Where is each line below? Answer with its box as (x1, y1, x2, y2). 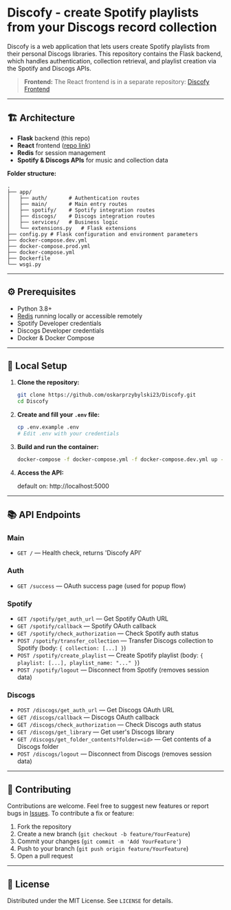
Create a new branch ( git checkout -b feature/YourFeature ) (16, 830, 191, 838)
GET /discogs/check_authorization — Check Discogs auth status (16, 721, 201, 729)
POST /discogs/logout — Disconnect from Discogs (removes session (16, 749, 212, 758)
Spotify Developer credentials (16, 319, 102, 327)
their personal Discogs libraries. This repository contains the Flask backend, (7, 50, 223, 58)
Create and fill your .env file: (16, 411, 100, 419)
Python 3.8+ (16, 304, 53, 313)
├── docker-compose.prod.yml (7, 242, 91, 249)
